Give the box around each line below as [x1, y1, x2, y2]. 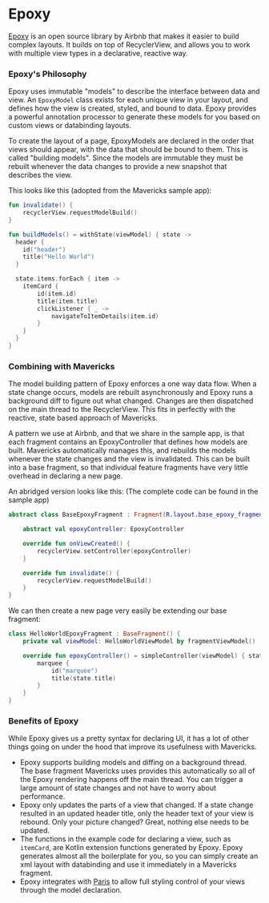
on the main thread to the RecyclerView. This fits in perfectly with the [8, 405, 236, 414]
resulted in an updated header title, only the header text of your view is [19, 808, 255, 818]
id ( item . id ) [37, 289, 78, 297]
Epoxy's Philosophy [8, 68, 87, 79]
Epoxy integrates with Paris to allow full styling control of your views [19, 877, 246, 886]
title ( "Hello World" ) [22, 253, 94, 261]
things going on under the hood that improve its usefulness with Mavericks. [8, 742, 258, 752]
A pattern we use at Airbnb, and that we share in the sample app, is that [8, 429, 245, 438]
